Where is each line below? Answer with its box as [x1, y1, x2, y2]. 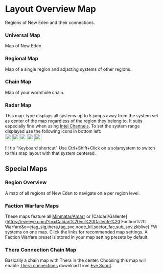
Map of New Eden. [5, 43, 43, 49]
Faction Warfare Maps [5, 202, 59, 209]
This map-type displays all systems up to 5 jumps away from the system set [5, 113, 158, 119]
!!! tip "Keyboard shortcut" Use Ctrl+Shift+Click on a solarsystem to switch [5, 145, 155, 151]
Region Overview [5, 179, 47, 186]
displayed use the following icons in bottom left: [5, 128, 102, 134]
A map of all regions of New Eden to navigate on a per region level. [5, 190, 140, 196]
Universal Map [5, 32, 41, 39]
